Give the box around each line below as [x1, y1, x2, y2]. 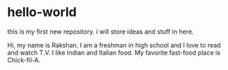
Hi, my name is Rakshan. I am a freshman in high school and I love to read [7, 41, 221, 49]
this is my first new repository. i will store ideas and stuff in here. [7, 27, 194, 36]
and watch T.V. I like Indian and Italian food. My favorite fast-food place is [7, 48, 220, 57]
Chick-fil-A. [7, 55, 41, 64]
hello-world [7, 4, 77, 20]
